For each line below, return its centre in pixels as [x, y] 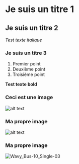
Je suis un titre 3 [26, 53]
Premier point [27, 64]
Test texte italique [24, 40]
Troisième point [29, 74]
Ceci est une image [29, 98]
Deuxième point [29, 69]
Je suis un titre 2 [32, 28]
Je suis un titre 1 [40, 9]
